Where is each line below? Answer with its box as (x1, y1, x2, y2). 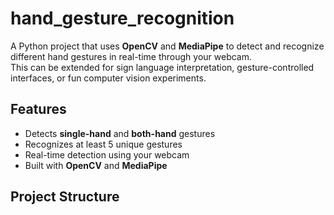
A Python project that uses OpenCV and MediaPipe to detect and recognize (10, 40, 325, 52)
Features (10, 101, 67, 118)
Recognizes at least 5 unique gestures (24, 138, 183, 150)
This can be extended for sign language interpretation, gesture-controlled (10, 61, 315, 73)
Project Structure (10, 188, 120, 206)
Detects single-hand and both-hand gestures (24, 127, 216, 139)
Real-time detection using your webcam (24, 148, 190, 161)
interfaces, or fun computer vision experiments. (10, 72, 207, 84)
